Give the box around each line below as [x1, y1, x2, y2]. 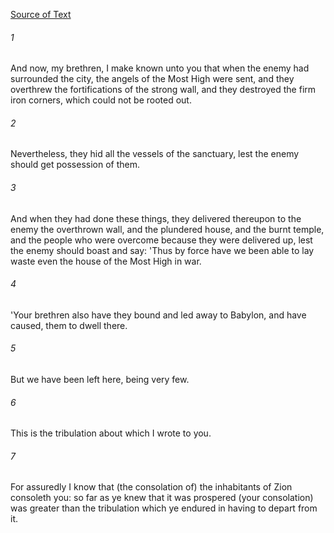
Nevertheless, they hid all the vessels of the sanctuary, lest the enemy [10, 148, 300, 160]
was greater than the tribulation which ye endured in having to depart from [10, 502, 318, 514]
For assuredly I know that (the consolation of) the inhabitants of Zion [10, 481, 293, 493]
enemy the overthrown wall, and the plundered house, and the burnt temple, [10, 223, 325, 235]
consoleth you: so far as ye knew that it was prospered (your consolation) [10, 492, 314, 504]
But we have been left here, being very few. [10, 374, 190, 386]
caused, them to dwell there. [10, 319, 128, 331]
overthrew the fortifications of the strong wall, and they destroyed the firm [10, 84, 317, 96]
